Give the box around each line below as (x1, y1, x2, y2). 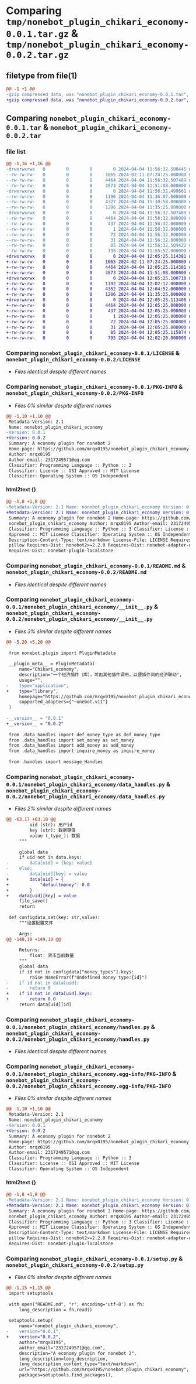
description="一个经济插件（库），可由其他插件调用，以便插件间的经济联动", (19, 672, 183, 678)
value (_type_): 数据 (29, 833, 80, 839)
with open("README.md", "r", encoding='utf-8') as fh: (8, 1301, 145, 1307)
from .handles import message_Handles (8, 759, 103, 765)
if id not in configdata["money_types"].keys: (19, 969, 134, 975)
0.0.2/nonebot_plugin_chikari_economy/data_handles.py (6, 793, 165, 800)
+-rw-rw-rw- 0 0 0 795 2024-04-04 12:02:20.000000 (6, 335, 187, 341)
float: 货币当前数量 (29, 953, 74, 959)
